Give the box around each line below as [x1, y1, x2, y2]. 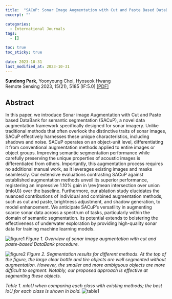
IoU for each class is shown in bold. [5, 288, 81, 294]
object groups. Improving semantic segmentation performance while [5, 150, 150, 156]
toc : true [5, 45, 27, 50]
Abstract [5, 98, 34, 107]
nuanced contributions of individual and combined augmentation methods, [5, 193, 163, 199]
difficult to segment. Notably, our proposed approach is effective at [5, 267, 148, 273]
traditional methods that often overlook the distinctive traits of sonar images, [5, 128, 166, 134]
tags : [5, 31, 17, 36]
